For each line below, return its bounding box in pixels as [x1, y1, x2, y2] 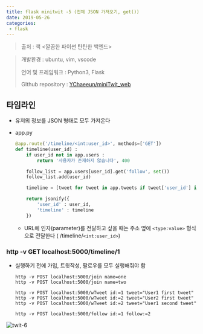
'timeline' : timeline [37, 207, 94, 213]
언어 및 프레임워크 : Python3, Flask [21, 69, 105, 76]
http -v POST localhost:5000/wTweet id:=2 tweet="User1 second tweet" [14, 300, 197, 306]
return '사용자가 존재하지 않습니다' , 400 [37, 158, 130, 164]
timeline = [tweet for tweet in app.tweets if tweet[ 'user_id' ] [26, 185, 192, 191]
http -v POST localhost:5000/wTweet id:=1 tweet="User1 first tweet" [14, 289, 195, 296]
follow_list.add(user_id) [26, 174, 92, 180]
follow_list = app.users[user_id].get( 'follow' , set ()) [26, 169, 170, 175]
